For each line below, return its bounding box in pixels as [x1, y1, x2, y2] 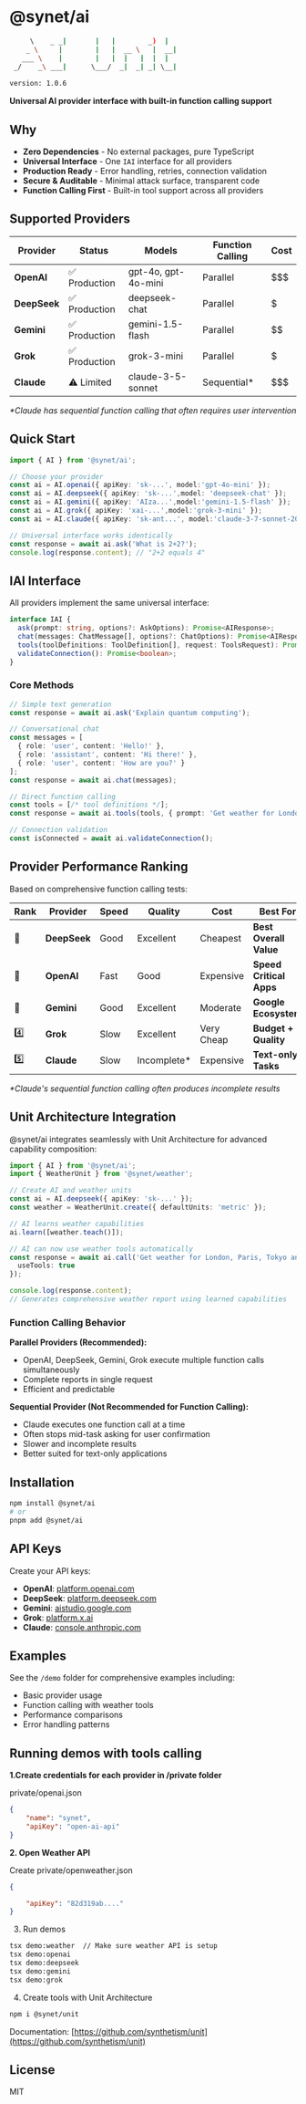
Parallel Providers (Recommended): [9, 1337, 148, 1348]
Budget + [252, 1022, 294, 1035]
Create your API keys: [9, 1565, 91, 1576]
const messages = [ [9, 733, 84, 743]
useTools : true [17, 1261, 76, 1270]
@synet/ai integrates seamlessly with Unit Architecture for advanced [9, 1133, 268, 1144]
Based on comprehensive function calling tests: [9, 883, 189, 894]
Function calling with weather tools [22, 1700, 154, 1711]
